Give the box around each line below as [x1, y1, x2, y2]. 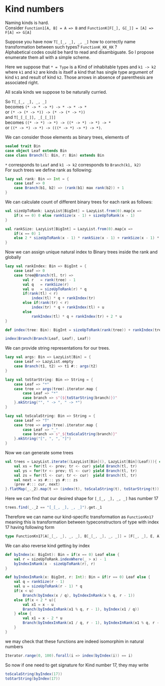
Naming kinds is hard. [5, 20, 49, 26]
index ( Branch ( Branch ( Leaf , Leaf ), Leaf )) [5, 336, 91, 341]
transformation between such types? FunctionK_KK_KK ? [5, 44, 117, 50]
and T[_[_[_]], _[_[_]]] [5, 114, 56, 120]
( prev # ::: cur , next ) [14, 482, 60, 487]
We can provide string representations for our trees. [5, 345, 110, 351]
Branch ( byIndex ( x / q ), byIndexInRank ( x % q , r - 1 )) [23, 593, 135, 598]
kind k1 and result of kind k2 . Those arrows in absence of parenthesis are [5, 74, 153, 80]
